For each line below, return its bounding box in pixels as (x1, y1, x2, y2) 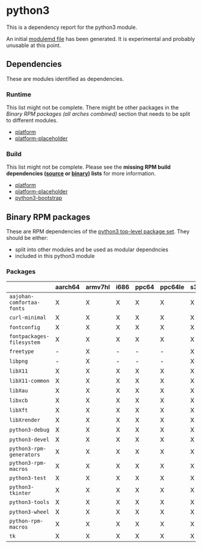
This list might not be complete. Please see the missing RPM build (6, 163, 171, 171)
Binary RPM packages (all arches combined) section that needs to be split (6, 110, 191, 118)
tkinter (9, 490, 31, 497)
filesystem (9, 339, 40, 346)
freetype (9, 348, 34, 355)
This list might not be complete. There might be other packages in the (6, 104, 179, 112)
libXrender (9, 417, 40, 424)
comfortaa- (9, 299, 40, 306)
